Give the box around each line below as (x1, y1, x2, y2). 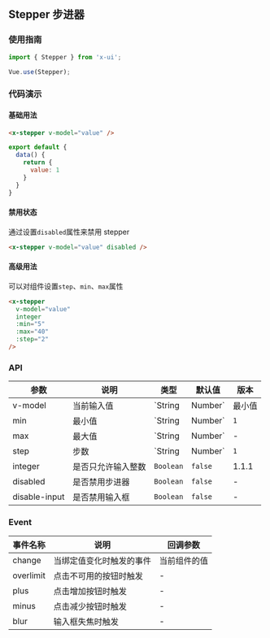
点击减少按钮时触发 (53, 601, 128, 612)
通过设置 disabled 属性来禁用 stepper (8, 227, 130, 237)
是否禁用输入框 (72, 492, 130, 503)
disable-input (12, 491, 65, 502)
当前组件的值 (159, 555, 209, 566)
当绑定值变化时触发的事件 (53, 555, 152, 566)
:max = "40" (15, 328, 49, 336)
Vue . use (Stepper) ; (8, 67, 71, 76)
